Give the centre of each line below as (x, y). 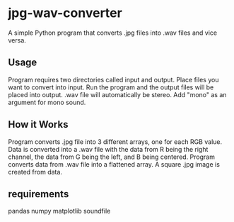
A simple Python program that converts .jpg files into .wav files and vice (113, 33)
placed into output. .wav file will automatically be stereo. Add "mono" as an (117, 94)
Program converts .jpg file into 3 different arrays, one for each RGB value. (115, 141)
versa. (17, 40)
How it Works (38, 124)
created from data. (35, 172)
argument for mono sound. (47, 102)
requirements (39, 194)
